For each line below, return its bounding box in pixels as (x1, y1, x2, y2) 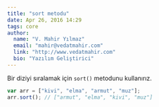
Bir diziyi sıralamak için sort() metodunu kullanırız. (7, 74, 152, 82)
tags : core (7, 23, 39, 30)
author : (7, 29, 30, 37)
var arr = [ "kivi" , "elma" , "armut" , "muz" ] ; (7, 87, 140, 94)
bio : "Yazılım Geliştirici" (13, 55, 95, 62)
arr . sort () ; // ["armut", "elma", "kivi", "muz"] (7, 94, 153, 101)
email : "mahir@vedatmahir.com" (13, 42, 104, 49)
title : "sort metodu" (7, 10, 70, 17)
